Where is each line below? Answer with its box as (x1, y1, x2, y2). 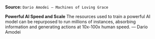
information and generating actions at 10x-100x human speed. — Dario (5, 24, 148, 30)
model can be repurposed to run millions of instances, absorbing (5, 19, 136, 24)
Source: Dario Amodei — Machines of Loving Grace (5, 4, 109, 10)
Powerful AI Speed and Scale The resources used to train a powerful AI (5, 14, 151, 19)
